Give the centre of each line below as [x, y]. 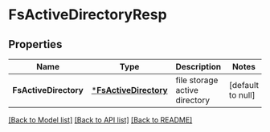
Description [198, 67]
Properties [35, 44]
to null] [242, 95]
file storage [197, 80]
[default [244, 85]
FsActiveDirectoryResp [88, 15]
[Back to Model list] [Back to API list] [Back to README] [100, 120]
